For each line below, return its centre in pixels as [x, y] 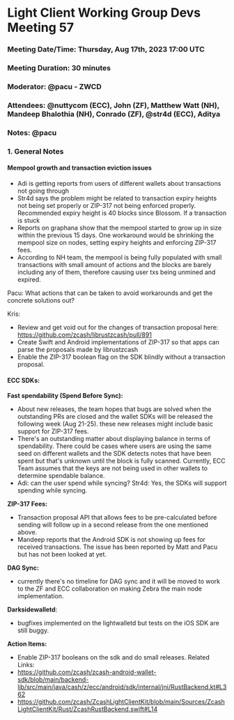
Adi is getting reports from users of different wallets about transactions [119, 183]
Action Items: [27, 644]
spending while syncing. [52, 490]
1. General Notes [36, 151]
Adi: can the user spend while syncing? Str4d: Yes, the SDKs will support [122, 483]
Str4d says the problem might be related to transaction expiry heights [117, 198]
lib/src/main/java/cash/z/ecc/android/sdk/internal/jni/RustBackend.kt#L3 [122, 687]
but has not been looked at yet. [62, 554]
